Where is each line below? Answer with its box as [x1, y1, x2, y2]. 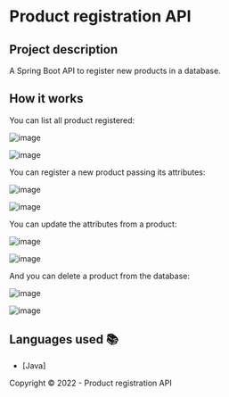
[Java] [21, 360, 46, 371]
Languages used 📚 [9, 332, 119, 347]
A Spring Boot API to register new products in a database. [9, 65, 221, 76]
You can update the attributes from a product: [9, 219, 177, 229]
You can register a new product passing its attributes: [9, 167, 206, 178]
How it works [9, 91, 84, 106]
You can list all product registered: [9, 114, 135, 126]
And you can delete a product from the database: [9, 270, 190, 281]
